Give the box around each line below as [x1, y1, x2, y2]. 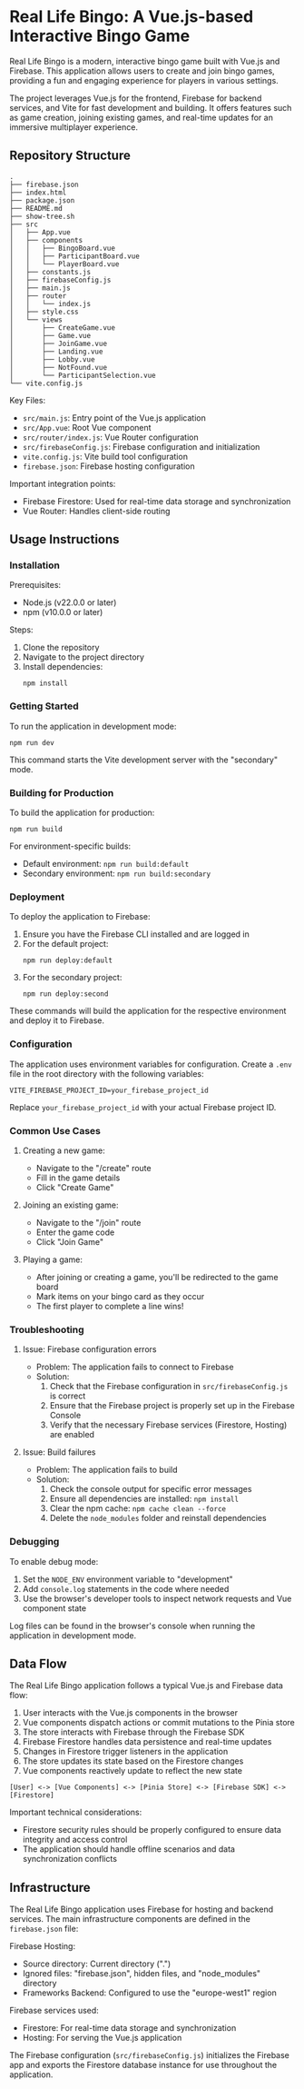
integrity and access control [22, 1834, 128, 1845]
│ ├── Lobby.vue [9, 354, 95, 364]
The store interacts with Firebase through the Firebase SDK [22, 1726, 245, 1737]
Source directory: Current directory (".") [22, 1958, 172, 1969]
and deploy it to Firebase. [9, 1015, 104, 1026]
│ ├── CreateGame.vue [9, 323, 116, 333]
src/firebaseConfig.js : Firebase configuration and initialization [22, 441, 260, 452]
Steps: [9, 624, 34, 635]
